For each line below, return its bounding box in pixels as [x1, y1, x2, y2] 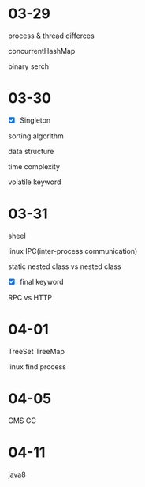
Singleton [19, 115, 51, 125]
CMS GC [8, 416, 37, 425]
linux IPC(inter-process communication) [8, 246, 138, 255]
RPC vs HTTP [8, 293, 53, 302]
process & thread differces [8, 31, 95, 40]
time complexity [8, 161, 61, 171]
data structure [8, 146, 54, 156]
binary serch [8, 61, 50, 71]
